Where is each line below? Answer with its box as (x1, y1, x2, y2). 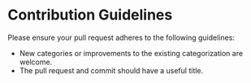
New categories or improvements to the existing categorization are (19, 48, 244, 58)
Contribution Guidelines (7, 6, 173, 24)
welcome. (19, 57, 53, 67)
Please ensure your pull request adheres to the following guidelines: (7, 33, 235, 42)
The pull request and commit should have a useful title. (19, 65, 204, 75)
